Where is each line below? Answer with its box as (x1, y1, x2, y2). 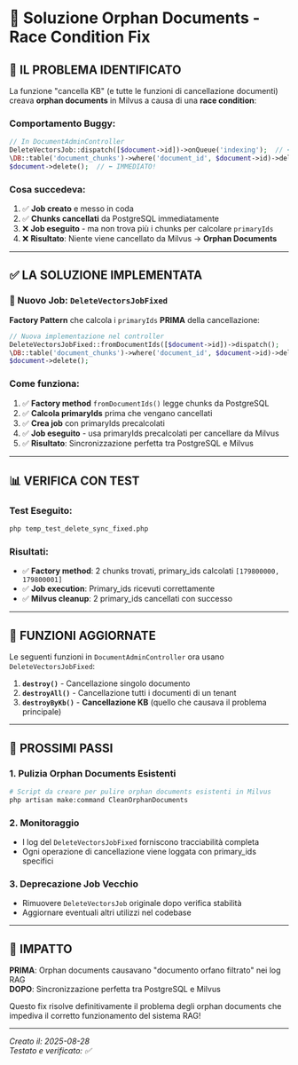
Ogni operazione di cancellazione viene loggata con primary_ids (21, 846, 257, 856)
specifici (21, 856, 54, 866)
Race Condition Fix (9, 27, 151, 47)
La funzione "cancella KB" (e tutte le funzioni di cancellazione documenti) (9, 86, 278, 96)
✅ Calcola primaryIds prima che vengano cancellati (21, 407, 213, 418)
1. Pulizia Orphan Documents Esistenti (9, 767, 176, 779)
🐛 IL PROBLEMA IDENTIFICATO (9, 62, 182, 77)
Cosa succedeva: (9, 183, 86, 195)
